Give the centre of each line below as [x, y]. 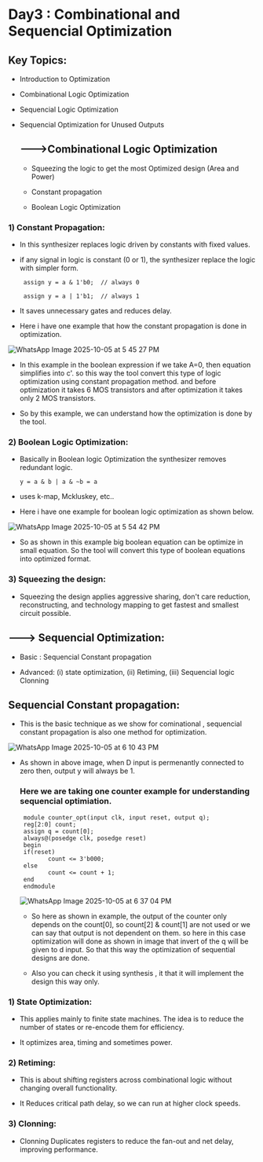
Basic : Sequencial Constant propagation [85, 657]
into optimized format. [55, 559]
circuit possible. [45, 613]
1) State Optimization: [50, 1002]
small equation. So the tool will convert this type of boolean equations [132, 551]
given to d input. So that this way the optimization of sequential [133, 949]
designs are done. [60, 958]
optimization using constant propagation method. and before [118, 382]
